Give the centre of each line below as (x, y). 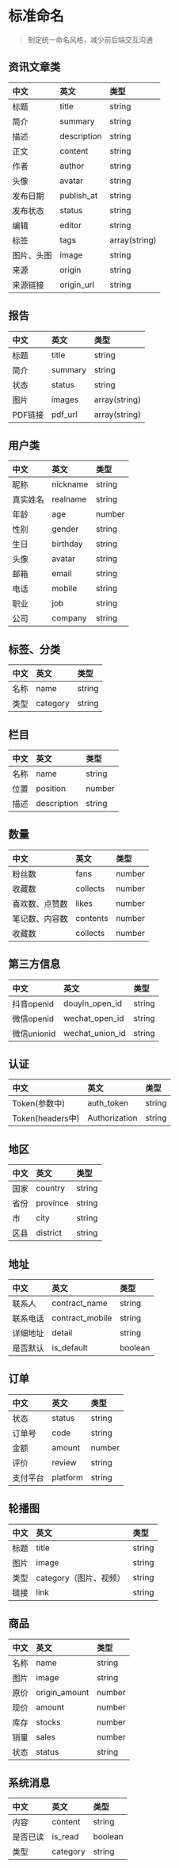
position (51, 788)
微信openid (33, 1018)
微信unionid (34, 1033)
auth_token (108, 1103)
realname (69, 499)
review (64, 1462)
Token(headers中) (46, 1118)
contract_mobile (82, 1318)
